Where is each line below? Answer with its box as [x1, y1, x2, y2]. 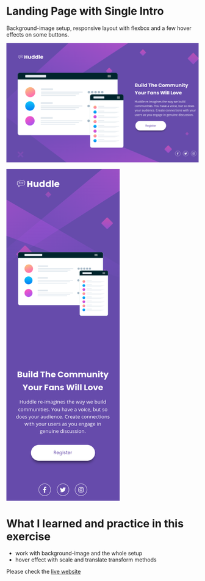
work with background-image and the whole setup [15, 550, 143, 557]
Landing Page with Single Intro [6, 4, 164, 18]
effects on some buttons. [6, 30, 70, 38]
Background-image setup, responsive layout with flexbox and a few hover [6, 24, 192, 32]
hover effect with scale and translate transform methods [15, 556, 157, 563]
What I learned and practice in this [6, 516, 184, 530]
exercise [6, 529, 51, 543]
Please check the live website [6, 568, 81, 576]
